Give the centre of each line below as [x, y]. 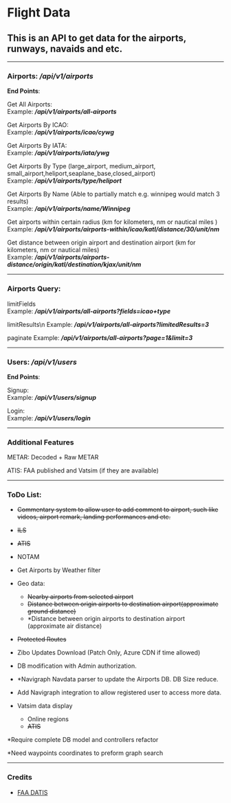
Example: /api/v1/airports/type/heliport [65, 181]
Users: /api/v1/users [42, 362]
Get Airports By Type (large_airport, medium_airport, [81, 166]
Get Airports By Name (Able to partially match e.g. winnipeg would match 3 [113, 194]
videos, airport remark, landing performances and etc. [94, 517]
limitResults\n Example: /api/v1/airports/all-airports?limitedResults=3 [108, 324]
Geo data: [31, 584]
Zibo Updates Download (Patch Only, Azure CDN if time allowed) [109, 653]
